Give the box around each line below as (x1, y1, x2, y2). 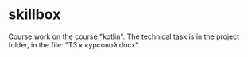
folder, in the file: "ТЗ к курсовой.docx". (8, 40, 141, 49)
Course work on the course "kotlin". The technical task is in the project (8, 32, 240, 41)
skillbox (8, 6, 61, 24)
